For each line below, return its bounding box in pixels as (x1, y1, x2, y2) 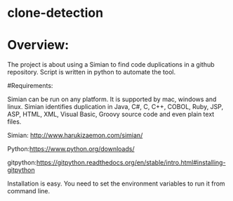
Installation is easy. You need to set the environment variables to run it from (7, 179, 226, 188)
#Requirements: (7, 82, 53, 90)
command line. (7, 187, 51, 195)
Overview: (7, 37, 69, 53)
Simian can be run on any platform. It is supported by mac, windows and (7, 95, 217, 103)
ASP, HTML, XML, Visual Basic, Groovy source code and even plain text (7, 110, 215, 119)
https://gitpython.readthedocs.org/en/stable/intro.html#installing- (36, 158, 226, 167)
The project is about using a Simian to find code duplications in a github (7, 60, 215, 69)
